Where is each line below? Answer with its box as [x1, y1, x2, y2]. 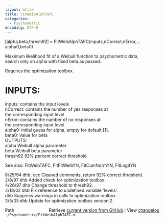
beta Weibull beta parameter [5, 148, 63, 154]
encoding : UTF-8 [5, 25, 38, 30]
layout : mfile [5, 7, 34, 12]
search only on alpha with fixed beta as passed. [5, 59, 101, 64]
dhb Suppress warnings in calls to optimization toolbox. [5, 193, 117, 199]
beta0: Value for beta [5, 132, 48, 138]
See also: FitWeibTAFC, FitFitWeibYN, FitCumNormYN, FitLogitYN [5, 162, 137, 168]
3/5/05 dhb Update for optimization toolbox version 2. [5, 198, 114, 204]
